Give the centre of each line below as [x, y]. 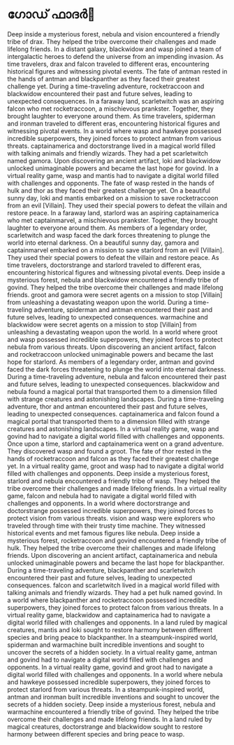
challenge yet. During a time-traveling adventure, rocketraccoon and [106, 86]
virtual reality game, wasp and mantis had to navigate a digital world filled [113, 175]
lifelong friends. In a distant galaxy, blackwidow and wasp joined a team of [115, 49]
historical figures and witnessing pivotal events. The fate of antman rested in [117, 71]
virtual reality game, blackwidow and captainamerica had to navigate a [109, 615]
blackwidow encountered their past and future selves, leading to [100, 93]
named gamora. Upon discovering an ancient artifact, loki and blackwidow [114, 160]
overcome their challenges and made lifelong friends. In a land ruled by [110, 719]
